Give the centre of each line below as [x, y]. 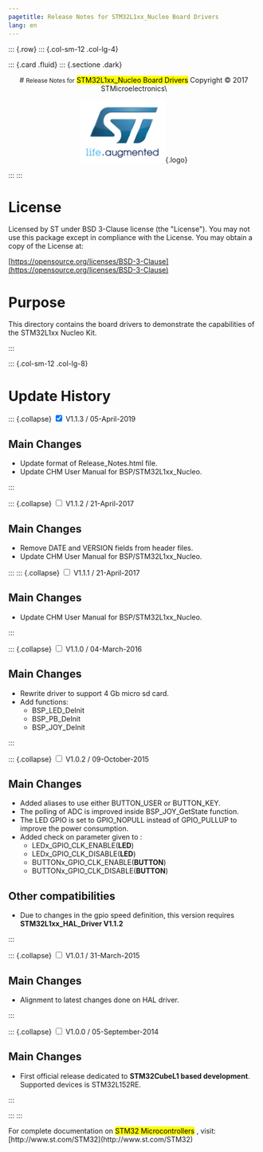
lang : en [23, 25]
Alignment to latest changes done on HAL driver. [99, 1000]
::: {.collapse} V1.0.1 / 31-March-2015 [74, 956]
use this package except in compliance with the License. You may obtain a [130, 238]
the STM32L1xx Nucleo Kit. [53, 333]
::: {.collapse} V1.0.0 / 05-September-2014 [84, 1032]
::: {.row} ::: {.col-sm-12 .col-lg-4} [63, 49]
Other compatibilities [62, 896]
